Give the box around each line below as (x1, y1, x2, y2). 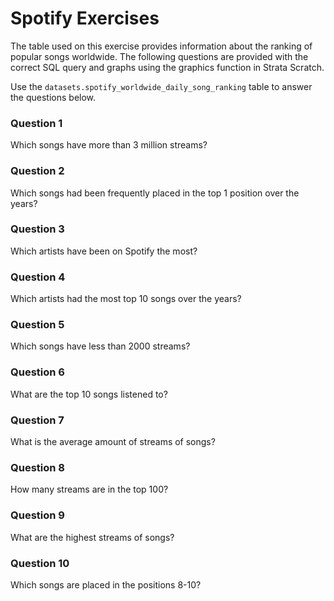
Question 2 (10, 164, 65, 178)
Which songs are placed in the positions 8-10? (10, 578, 202, 591)
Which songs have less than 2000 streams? (10, 340, 191, 352)
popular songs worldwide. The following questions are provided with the (10, 50, 309, 62)
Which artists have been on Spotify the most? (10, 245, 198, 257)
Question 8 (10, 460, 65, 474)
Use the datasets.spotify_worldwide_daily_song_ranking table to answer (10, 80, 313, 92)
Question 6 (10, 365, 65, 379)
